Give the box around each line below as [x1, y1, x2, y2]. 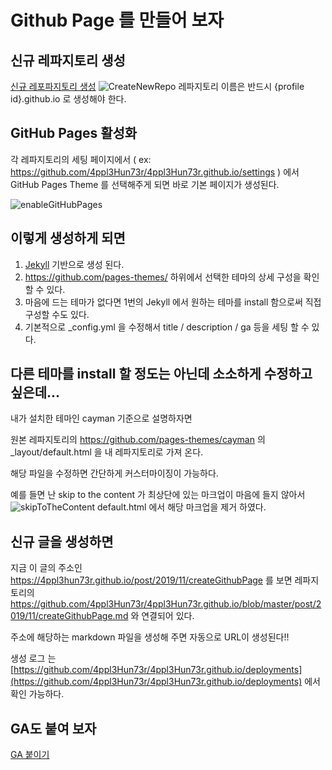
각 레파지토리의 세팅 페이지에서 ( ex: [10, 153, 152, 165]
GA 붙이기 [10, 749, 50, 761]
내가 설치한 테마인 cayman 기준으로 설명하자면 [10, 412, 193, 425]
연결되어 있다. [141, 610, 195, 622]
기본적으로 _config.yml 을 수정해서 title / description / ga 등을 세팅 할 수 [24, 321, 310, 333]
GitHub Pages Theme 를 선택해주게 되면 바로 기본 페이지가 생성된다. [10, 178, 280, 190]
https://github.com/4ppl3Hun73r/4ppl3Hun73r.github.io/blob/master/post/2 [10, 598, 322, 610]
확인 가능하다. [10, 688, 65, 700]
